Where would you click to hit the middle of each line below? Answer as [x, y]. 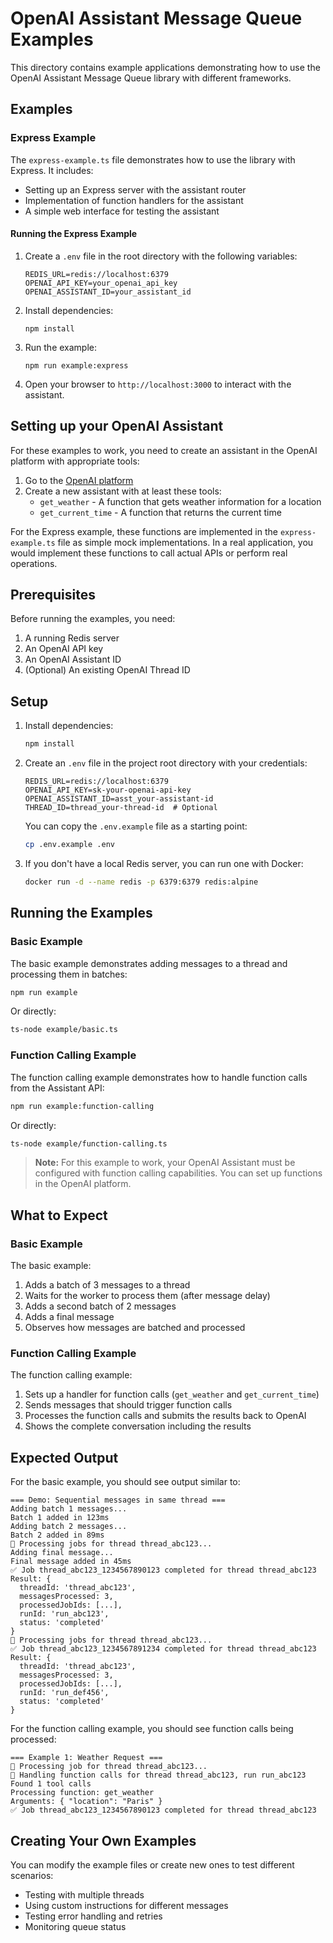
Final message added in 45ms [71, 1562]
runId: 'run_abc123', [64, 1614]
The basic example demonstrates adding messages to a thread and [149, 963]
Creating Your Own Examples [103, 1840]
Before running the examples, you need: [93, 619]
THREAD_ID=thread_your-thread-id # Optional [121, 808]
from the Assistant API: [57, 1088]
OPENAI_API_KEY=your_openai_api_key [101, 283]
